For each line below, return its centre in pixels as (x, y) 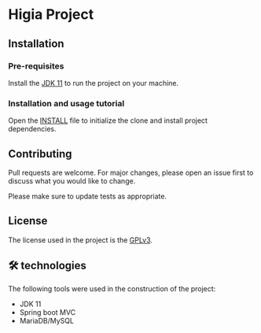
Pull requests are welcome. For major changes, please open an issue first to (131, 172)
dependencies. (32, 129)
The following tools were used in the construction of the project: (112, 288)
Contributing (40, 154)
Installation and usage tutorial (66, 103)
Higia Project (51, 15)
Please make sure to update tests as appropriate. (88, 196)
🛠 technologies (47, 266)
